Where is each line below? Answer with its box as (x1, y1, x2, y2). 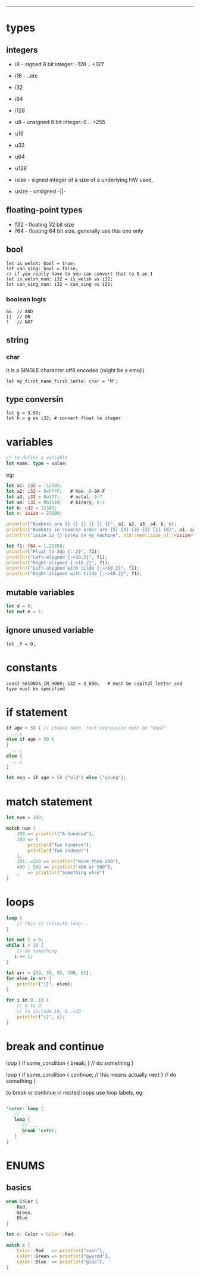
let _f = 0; (6, 641, 36, 647)
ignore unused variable (6, 625, 94, 635)
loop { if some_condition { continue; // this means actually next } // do (6, 1071, 177, 1078)
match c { (6, 1242, 31, 1249)
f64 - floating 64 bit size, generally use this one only (14, 227, 144, 234)
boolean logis (6, 295, 46, 303)
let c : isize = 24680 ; (6, 511, 62, 517)
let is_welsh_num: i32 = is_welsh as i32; (6, 276, 113, 282)
